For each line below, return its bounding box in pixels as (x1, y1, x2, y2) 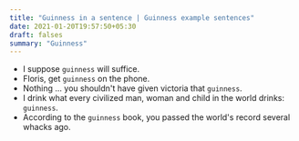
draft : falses (9, 30, 64, 39)
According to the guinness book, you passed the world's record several (22, 112, 291, 123)
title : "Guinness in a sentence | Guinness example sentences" (9, 13, 255, 23)
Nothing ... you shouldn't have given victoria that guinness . (22, 83, 243, 94)
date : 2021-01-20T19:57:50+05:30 (9, 22, 137, 31)
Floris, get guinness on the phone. (22, 74, 150, 85)
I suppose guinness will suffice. (22, 64, 140, 75)
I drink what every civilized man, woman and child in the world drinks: (22, 93, 285, 104)
